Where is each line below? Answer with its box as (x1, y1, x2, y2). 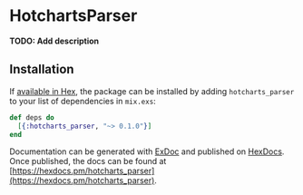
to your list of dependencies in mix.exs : (9, 95, 156, 106)
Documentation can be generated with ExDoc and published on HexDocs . (9, 146, 285, 157)
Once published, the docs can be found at (9, 156, 167, 167)
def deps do (9, 112, 54, 122)
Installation (9, 62, 74, 77)
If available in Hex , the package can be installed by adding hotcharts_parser (9, 85, 295, 96)
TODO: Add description (9, 35, 100, 46)
